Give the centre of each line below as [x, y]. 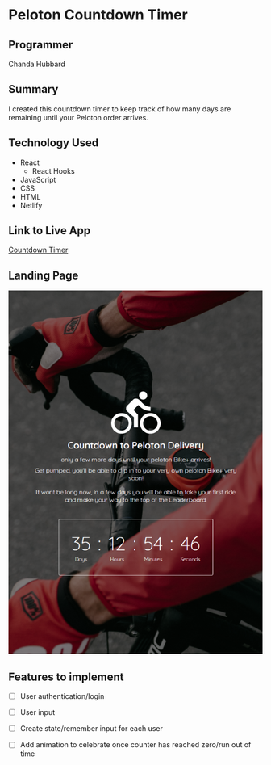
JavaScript [38, 179]
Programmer [41, 45]
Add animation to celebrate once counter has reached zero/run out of [135, 745]
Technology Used [54, 143]
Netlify [31, 205]
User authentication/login [62, 696]
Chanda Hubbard [37, 64]
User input [38, 712]
